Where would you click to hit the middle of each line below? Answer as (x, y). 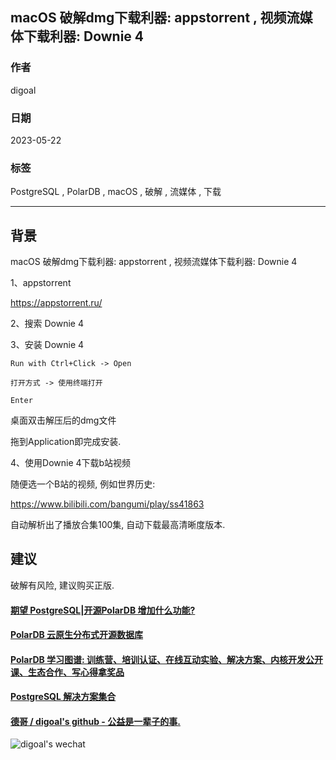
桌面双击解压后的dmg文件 (63, 420)
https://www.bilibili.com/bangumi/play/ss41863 (107, 504)
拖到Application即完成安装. (66, 442)
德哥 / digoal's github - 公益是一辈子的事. (95, 721)
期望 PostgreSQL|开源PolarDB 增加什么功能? (103, 610)
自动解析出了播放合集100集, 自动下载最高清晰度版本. (118, 525)
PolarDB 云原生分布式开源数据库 (77, 635)
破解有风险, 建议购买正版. (62, 585)
